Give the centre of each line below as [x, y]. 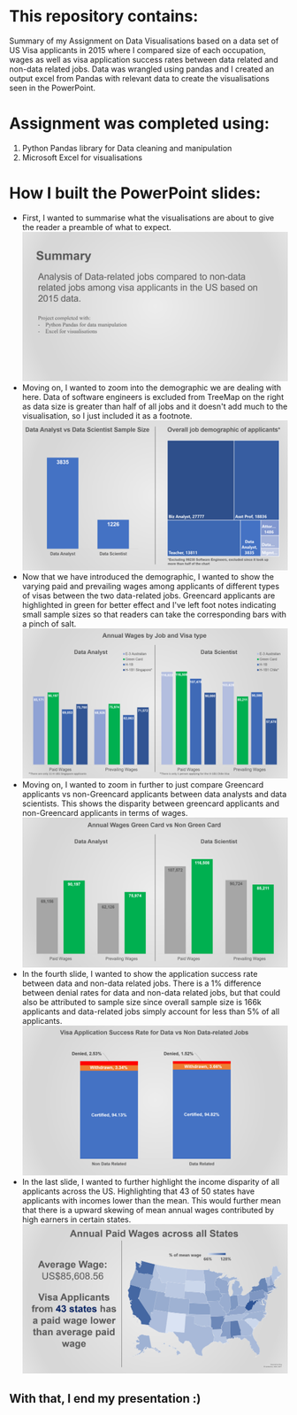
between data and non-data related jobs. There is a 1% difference [141, 983]
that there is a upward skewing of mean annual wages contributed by [148, 1210]
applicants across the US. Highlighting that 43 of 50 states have [138, 1191]
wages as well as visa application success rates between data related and [144, 59]
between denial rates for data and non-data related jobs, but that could [151, 992]
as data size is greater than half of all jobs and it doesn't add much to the [155, 407]
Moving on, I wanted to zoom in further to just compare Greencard [143, 784]
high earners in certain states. [76, 1219]
